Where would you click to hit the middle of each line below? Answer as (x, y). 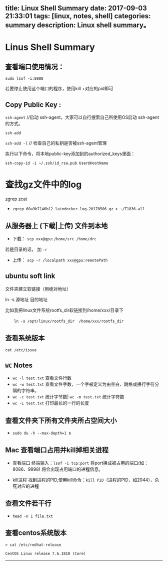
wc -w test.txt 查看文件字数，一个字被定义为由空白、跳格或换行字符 (83, 384)
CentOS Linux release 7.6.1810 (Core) (45, 553)
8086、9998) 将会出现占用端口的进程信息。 (58, 469)
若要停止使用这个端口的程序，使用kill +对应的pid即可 (59, 89)
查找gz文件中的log (43, 185)
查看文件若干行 (28, 504)
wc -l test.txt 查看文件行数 (42, 378)
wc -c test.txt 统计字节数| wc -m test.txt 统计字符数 (68, 397)
